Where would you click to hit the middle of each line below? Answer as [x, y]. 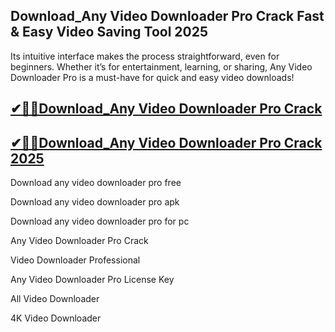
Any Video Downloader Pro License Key [92, 280]
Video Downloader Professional [75, 260]
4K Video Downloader [56, 318]
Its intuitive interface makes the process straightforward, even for [145, 56]
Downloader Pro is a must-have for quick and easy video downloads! [152, 77]
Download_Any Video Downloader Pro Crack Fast [167, 16]
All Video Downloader [55, 299]
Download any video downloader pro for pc [100, 221]
